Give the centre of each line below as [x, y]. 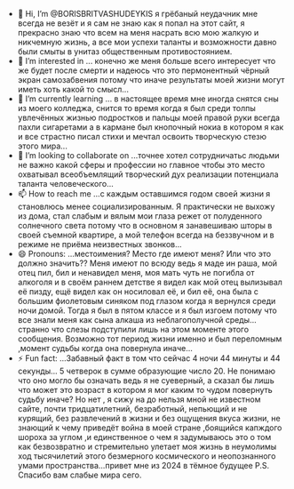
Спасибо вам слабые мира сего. [79, 475]
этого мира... [43, 146]
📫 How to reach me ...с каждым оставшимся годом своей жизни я [144, 194]
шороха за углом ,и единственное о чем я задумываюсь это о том [144, 437]
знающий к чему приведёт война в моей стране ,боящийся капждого [150, 428]
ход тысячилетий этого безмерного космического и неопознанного [147, 456]
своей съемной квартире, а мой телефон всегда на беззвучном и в [146, 235]
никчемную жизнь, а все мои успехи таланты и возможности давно [147, 42]
